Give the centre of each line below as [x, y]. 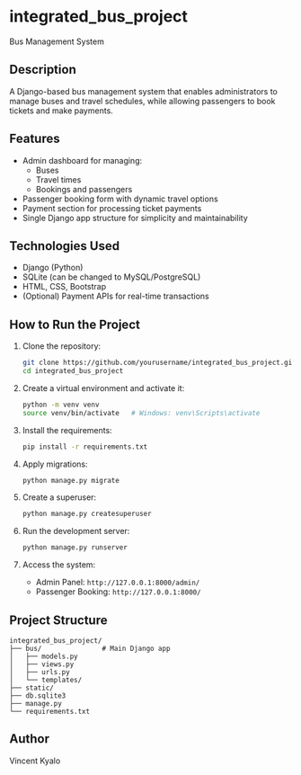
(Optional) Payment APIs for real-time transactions [115, 296]
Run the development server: [76, 531]
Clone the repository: [62, 346]
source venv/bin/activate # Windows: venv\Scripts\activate [141, 413]
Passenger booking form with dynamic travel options [120, 199]
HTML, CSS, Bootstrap [64, 287]
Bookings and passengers [84, 189]
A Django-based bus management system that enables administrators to [144, 91]
